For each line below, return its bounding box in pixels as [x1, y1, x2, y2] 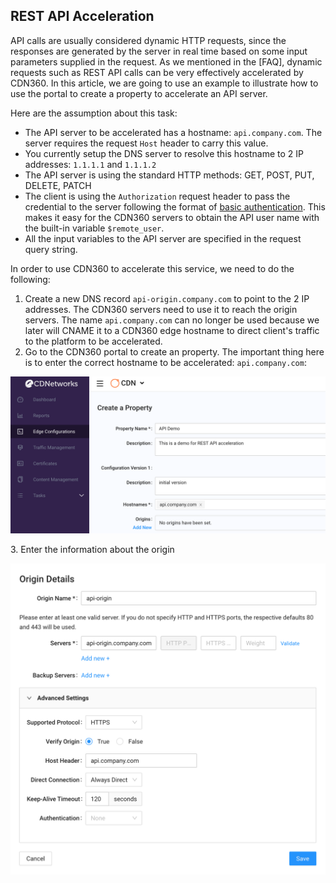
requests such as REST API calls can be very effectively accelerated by [10, 66, 304, 78]
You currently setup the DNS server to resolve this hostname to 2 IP [24, 147, 304, 159]
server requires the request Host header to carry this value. [24, 137, 269, 149]
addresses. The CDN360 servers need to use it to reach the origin [24, 303, 298, 315]
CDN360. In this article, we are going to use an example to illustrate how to [10, 77, 319, 89]
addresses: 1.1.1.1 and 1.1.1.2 [24, 158, 157, 170]
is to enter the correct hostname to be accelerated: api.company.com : [24, 356, 307, 368]
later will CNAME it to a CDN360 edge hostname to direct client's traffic [24, 324, 320, 336]
